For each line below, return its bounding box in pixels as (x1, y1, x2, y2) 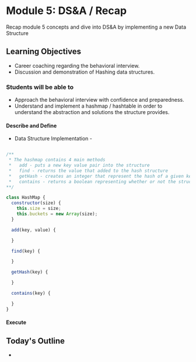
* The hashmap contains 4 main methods (8, 157, 106, 163)
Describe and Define (6, 122, 57, 129)
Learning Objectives (6, 47, 82, 57)
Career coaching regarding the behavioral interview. (14, 62, 140, 69)
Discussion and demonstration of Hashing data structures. (14, 68, 155, 75)
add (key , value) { (11, 227, 57, 233)
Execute (6, 319, 26, 326)
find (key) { (11, 248, 41, 254)
